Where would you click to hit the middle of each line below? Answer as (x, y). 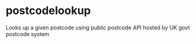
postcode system (28, 34)
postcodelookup (48, 11)
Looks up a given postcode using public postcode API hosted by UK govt (98, 28)
